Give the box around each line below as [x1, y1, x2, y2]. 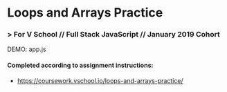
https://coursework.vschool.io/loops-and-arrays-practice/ [17, 76, 183, 84]
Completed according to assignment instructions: [7, 61, 154, 70]
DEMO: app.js [7, 45, 46, 53]
